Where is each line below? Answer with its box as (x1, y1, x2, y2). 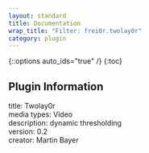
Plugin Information (8, 80, 104, 93)
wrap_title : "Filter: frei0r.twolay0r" (8, 27, 143, 35)
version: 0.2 (8, 126, 48, 137)
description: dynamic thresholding (8, 118, 122, 128)
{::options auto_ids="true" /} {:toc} (8, 56, 123, 66)
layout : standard (8, 11, 67, 20)
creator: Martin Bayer (8, 135, 79, 145)
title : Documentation (8, 19, 81, 27)
